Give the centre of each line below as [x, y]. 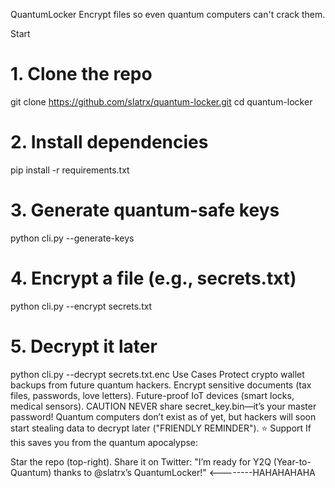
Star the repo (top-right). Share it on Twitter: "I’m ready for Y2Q [141, 461]
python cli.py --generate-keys [72, 238]
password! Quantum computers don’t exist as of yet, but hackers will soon [163, 416]
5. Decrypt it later [84, 346]
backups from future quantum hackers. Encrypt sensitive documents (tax [161, 385]
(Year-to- [292, 461]
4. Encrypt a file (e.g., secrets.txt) [153, 278]
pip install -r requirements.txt [70, 170]
